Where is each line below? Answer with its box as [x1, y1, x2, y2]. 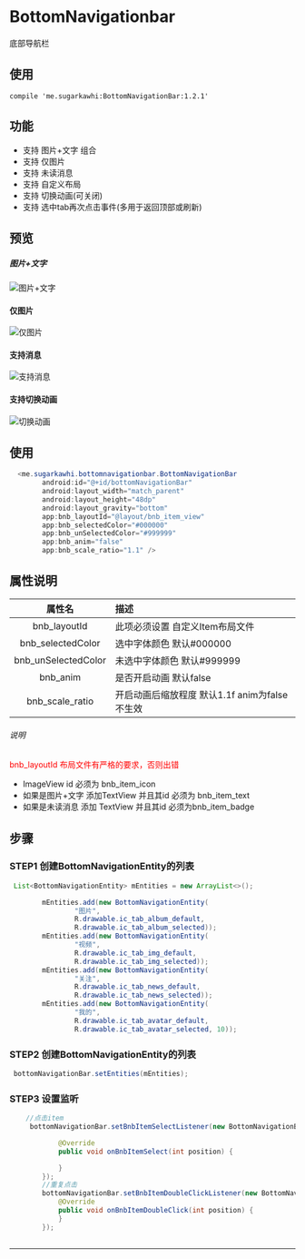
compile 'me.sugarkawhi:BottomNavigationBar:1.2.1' [9, 91, 209, 101]
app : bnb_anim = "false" [42, 537, 124, 547]
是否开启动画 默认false [114, 671, 212, 684]
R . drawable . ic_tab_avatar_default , [74, 1016, 209, 1025]
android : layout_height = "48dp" [42, 494, 156, 504]
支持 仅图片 [22, 156, 65, 167]
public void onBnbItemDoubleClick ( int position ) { [57, 1206, 254, 1215]
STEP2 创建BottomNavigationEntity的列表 [9, 1048, 197, 1061]
